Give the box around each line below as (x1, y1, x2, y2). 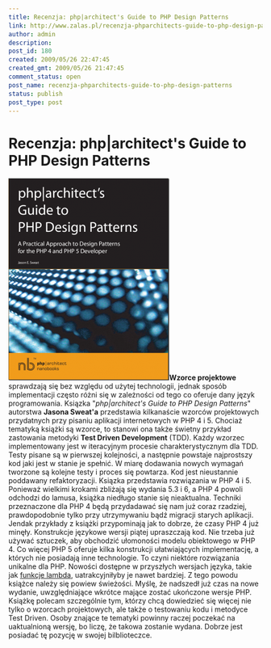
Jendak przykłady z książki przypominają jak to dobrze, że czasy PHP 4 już (8, 519, 260, 528)
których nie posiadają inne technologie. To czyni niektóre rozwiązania (8, 553, 240, 563)
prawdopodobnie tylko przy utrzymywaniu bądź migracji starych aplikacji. (8, 510, 254, 520)
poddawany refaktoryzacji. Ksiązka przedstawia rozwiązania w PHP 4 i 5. (8, 476, 252, 486)
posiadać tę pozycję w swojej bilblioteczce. (8, 630, 152, 640)
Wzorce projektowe (169, 372, 236, 383)
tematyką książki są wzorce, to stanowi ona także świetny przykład (8, 424, 231, 434)
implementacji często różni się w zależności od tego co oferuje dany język (8, 390, 256, 400)
